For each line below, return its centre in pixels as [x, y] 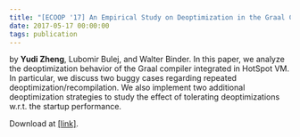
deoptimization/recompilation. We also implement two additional [127, 88]
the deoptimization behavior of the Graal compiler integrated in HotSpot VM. [150, 68]
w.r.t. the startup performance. [66, 107]
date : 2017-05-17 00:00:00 [59, 26]
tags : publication [43, 34]
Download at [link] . [44, 124]
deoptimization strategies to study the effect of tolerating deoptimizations [145, 97]
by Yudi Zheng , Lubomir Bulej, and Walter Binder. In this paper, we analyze [147, 60]
